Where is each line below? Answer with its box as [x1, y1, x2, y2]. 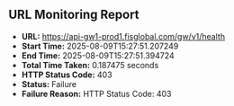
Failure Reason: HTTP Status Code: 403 [21, 88, 172, 99]
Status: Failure [21, 78, 77, 89]
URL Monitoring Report [8, 7, 140, 22]
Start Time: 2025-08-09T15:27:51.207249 [21, 40, 179, 51]
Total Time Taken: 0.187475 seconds [21, 59, 159, 70]
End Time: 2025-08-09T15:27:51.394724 [21, 49, 175, 61]
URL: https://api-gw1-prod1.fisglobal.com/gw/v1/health [21, 31, 226, 41]
